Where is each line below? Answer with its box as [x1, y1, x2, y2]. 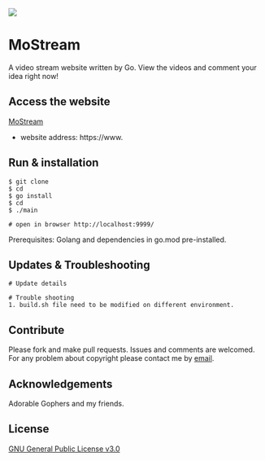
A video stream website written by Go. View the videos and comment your [8, 62, 258, 72]
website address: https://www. [20, 132, 124, 142]
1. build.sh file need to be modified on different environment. [8, 301, 234, 310]
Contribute [8, 323, 65, 337]
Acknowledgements [8, 377, 113, 391]
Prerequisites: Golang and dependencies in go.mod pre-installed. [8, 235, 227, 244]
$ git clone [8, 178, 49, 186]
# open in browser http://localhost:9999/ [8, 220, 154, 228]
